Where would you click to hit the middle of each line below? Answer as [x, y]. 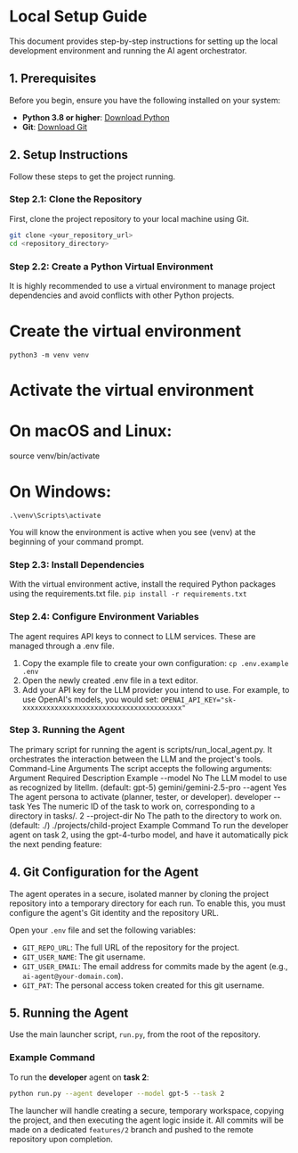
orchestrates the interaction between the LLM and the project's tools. [136, 759]
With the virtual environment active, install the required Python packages [142, 584]
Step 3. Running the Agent [67, 730]
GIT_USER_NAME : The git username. [84, 957]
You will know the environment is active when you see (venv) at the [133, 531]
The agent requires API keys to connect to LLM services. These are [133, 636]
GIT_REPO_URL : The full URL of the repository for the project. [131, 947]
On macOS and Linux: [91, 431]
